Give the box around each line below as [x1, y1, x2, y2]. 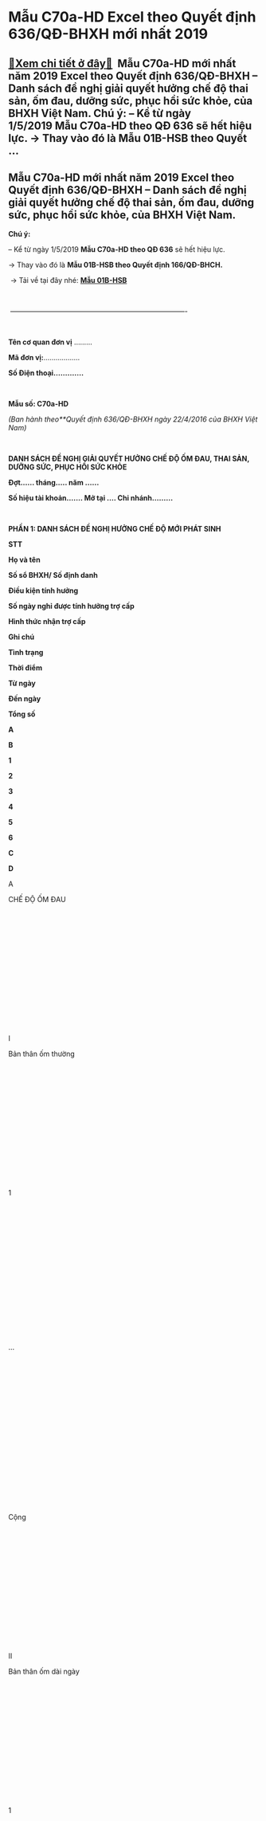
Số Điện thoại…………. [8, 368, 84, 378]
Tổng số [8, 709, 36, 719]
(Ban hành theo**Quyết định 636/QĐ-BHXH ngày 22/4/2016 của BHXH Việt [8, 414, 258, 424]
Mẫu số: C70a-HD [8, 399, 69, 409]
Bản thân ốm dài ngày [8, 1666, 80, 1677]
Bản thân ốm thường [8, 1049, 76, 1059]
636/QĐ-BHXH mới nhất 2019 [8, 25, 209, 43]
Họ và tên [8, 555, 41, 565]
